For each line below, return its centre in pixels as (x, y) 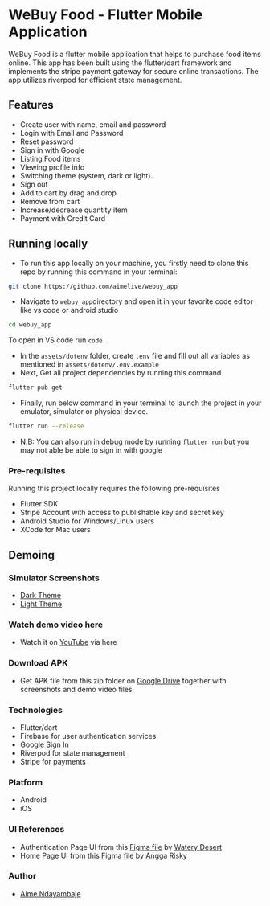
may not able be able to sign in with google (91, 450)
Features (31, 105)
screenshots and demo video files (76, 689)
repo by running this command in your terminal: (98, 272)
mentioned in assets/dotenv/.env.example (89, 364)
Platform (25, 782)
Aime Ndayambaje (51, 893)
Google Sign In (45, 744)
